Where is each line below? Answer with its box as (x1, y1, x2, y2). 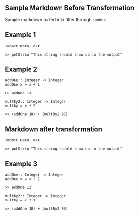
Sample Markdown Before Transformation (5, 4, 135, 12)
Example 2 (5, 65, 37, 74)
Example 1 (5, 31, 36, 39)
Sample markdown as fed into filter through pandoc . (5, 16, 107, 22)
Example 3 (5, 159, 38, 168)
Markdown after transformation (5, 125, 103, 133)
